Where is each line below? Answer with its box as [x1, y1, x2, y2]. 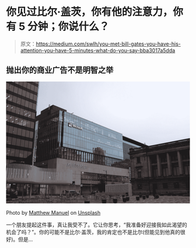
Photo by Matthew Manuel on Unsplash [6, 209, 101, 216]
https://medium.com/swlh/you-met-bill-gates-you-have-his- [36, 40, 181, 47]
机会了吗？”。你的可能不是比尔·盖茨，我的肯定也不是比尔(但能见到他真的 [6, 229, 181, 236]
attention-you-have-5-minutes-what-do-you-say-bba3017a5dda [20, 47, 176, 54]
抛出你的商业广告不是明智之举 [6, 65, 114, 75]
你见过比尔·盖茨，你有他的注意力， [6, 5, 173, 19]
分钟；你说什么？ [27, 20, 110, 33]
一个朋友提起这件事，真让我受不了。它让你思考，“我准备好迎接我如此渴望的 [6, 221, 188, 228]
